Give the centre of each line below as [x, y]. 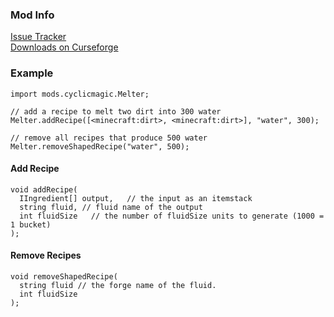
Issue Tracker [38, 37]
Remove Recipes [46, 255]
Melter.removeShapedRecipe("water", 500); [100, 146]
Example [32, 73]
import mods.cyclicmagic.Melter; [80, 94]
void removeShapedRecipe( [64, 277]
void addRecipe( [44, 189]
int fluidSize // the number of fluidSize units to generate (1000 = [172, 216]
